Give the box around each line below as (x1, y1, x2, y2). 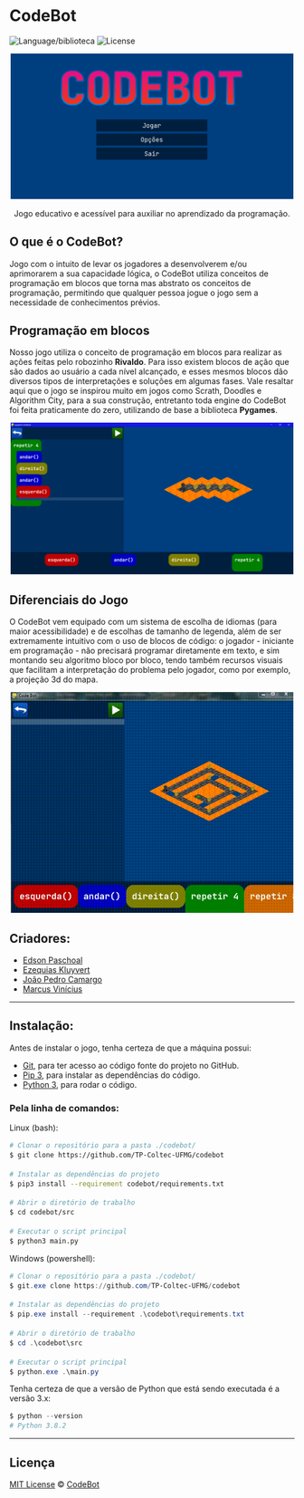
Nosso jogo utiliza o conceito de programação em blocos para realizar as (9, 347, 282, 358)
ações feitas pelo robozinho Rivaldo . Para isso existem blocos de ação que (9, 357, 290, 368)
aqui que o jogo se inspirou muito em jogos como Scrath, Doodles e (9, 386, 262, 397)
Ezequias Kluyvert (22, 965, 90, 975)
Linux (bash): (9, 1122, 59, 1133)
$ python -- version (9, 1412, 83, 1421)
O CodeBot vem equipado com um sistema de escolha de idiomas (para (9, 617, 278, 628)
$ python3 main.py (9, 1236, 79, 1245)
